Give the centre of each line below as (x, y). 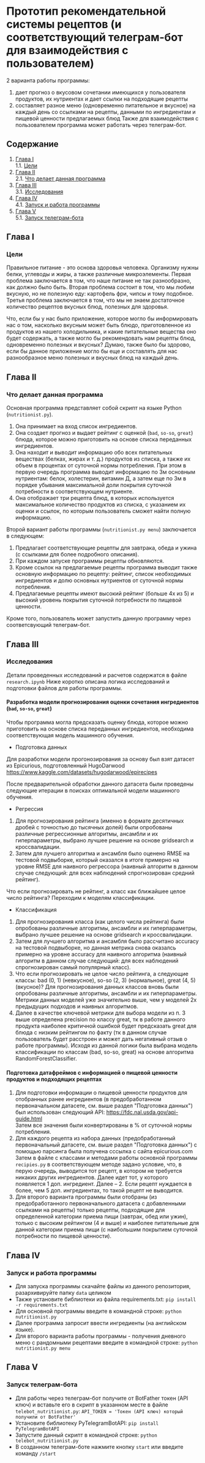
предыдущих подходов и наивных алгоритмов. (77, 1007)
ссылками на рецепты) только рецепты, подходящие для (90, 1210)
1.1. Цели (26, 165)
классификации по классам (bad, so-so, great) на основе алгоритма (104, 1052)
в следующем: (25, 536)
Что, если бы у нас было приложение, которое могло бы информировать (102, 319)
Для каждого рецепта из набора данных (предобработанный (95, 1139)
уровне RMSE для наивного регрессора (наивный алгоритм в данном (106, 867)
